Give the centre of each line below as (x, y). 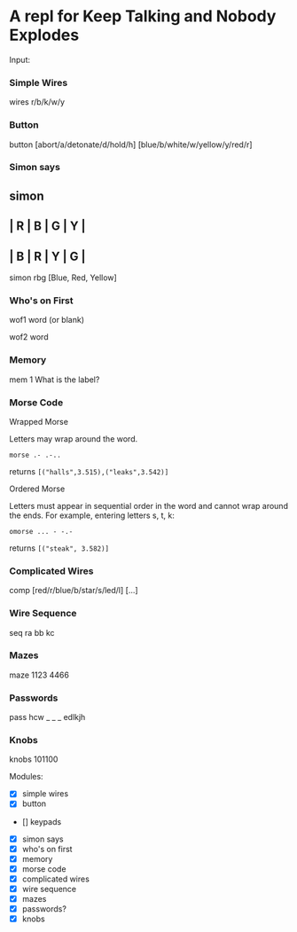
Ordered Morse (37, 489)
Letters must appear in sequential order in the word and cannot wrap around (148, 505)
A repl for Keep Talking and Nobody (143, 16)
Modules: (26, 777)
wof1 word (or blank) (47, 320)
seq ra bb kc (32, 632)
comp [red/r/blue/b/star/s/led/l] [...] (74, 591)
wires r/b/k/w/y (37, 102)
